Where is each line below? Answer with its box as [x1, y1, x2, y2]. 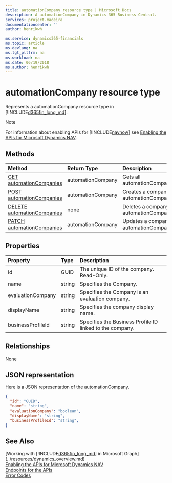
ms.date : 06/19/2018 [5, 60, 50, 65]
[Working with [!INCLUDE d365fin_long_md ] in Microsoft [5, 451, 123, 457]
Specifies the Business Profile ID [79, 318, 158, 325]
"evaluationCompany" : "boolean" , [10, 408, 81, 414]
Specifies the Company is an [79, 288, 149, 295]
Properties [5, 242, 40, 250]
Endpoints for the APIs [5, 467, 53, 473]
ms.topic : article [5, 41, 45, 46]
